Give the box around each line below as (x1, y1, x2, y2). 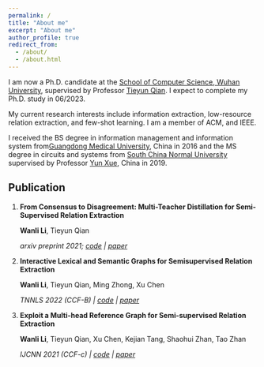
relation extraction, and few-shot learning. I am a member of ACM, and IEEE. (8, 118, 257, 127)
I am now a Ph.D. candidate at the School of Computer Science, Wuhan (8, 77, 240, 87)
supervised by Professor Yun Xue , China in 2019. (8, 158, 168, 167)
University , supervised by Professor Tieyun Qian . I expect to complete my (8, 85, 248, 95)
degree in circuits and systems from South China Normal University (8, 149, 228, 159)
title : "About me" (8, 19, 69, 27)
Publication (8, 181, 66, 194)
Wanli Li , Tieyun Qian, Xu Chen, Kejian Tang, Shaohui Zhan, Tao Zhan (19, 334, 247, 343)
